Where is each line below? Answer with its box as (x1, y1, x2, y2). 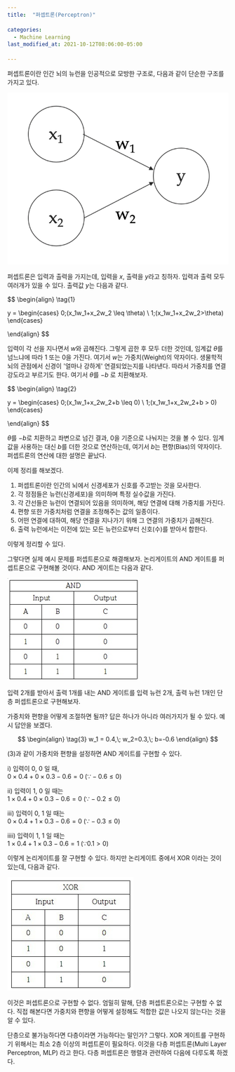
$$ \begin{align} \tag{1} (7, 295, 76, 303)
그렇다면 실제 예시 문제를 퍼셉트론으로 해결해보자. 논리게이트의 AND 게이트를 (7, 554, 217, 563)
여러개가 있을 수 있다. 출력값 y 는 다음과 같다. (7, 281, 128, 289)
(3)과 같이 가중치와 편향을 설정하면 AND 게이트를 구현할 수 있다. (7, 749, 182, 758)
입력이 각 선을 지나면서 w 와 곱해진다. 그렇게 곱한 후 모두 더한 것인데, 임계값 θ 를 (7, 344, 223, 352)
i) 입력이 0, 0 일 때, (7, 764, 60, 772)
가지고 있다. (7, 78, 40, 86)
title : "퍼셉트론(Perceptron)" (7, 11, 96, 18)
